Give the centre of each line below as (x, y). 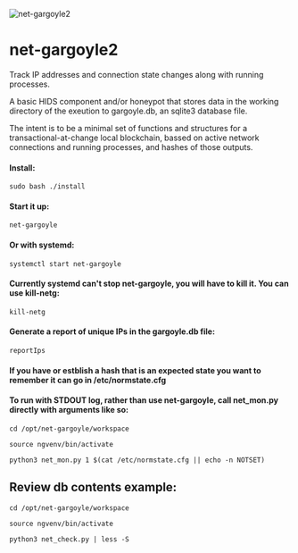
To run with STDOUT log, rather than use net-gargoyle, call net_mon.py (144, 400)
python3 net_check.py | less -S (69, 539)
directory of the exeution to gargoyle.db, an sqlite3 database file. (128, 111)
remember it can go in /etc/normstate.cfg (88, 380)
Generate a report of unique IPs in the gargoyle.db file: (112, 331)
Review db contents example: (93, 487)
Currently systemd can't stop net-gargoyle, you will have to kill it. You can (149, 284)
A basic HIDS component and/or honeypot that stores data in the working (144, 101)
